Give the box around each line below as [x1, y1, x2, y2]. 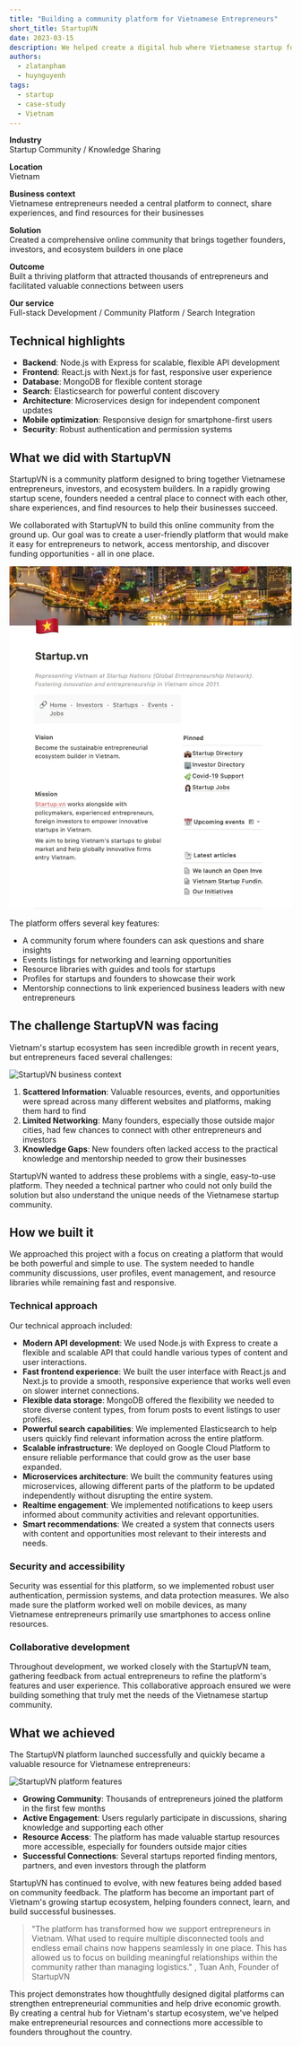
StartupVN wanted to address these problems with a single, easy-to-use [9, 1171, 276, 1181]
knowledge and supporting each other [21, 1822, 164, 1833]
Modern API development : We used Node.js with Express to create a [21, 1337, 279, 1348]
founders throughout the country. [9, 2027, 133, 2038]
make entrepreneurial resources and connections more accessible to [9, 2017, 263, 2028]
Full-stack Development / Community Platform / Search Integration [9, 308, 255, 318]
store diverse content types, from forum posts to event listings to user [21, 1404, 280, 1415]
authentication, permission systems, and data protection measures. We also [9, 1589, 289, 1600]
